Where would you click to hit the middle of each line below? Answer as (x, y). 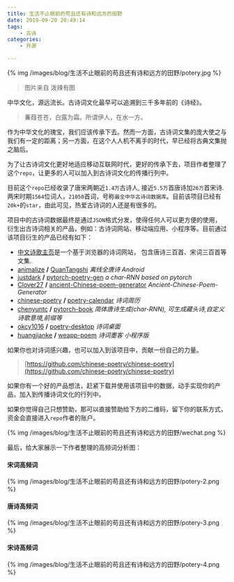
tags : (15, 26)
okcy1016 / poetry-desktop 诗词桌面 (69, 327)
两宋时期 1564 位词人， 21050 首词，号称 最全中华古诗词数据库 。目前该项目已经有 (114, 196)
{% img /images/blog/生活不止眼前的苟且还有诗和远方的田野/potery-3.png (114, 523)
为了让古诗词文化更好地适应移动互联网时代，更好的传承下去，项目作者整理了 (117, 164)
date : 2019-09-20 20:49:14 (46, 20)
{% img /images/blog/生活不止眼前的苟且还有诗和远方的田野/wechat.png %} (117, 433)
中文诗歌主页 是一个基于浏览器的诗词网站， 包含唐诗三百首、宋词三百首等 (122, 252)
